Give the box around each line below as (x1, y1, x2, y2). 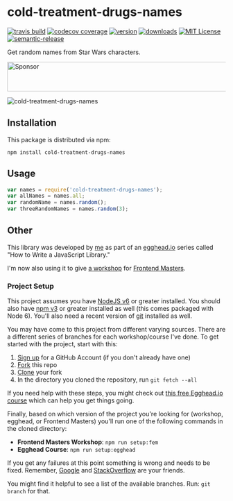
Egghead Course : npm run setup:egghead (17, 445, 136, 454)
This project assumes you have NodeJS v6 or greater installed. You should (7, 297, 221, 305)
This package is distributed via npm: (7, 135, 111, 144)
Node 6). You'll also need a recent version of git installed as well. (7, 312, 193, 320)
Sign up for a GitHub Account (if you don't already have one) (17, 353, 191, 362)
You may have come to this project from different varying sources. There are (7, 325, 226, 334)
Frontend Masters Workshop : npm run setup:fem (17, 438, 158, 446)
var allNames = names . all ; (7, 192, 85, 200)
